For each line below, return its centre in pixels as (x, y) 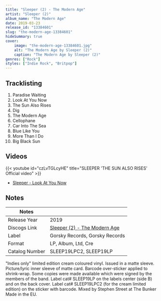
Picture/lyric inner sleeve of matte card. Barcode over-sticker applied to (77, 268)
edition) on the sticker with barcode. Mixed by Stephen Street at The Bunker (81, 289)
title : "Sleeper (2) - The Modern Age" (46, 9)
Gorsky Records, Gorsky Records (87, 236)
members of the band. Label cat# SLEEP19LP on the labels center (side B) (79, 279)
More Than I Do (28, 136)
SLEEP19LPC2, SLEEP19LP (81, 251)
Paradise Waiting (29, 95)
